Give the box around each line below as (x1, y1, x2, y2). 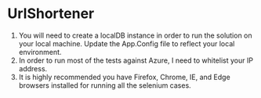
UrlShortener (7, 5, 95, 23)
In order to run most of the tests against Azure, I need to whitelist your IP (18, 56, 254, 65)
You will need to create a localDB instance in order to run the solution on (18, 31, 252, 40)
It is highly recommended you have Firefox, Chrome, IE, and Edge (18, 72, 230, 82)
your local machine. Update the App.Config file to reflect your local (18, 38, 235, 48)
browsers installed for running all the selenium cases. (18, 80, 191, 90)
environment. (18, 47, 62, 56)
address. (18, 64, 48, 73)
